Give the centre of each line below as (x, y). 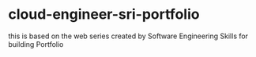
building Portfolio (36, 44)
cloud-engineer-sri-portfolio (104, 14)
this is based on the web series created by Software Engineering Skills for (128, 36)
